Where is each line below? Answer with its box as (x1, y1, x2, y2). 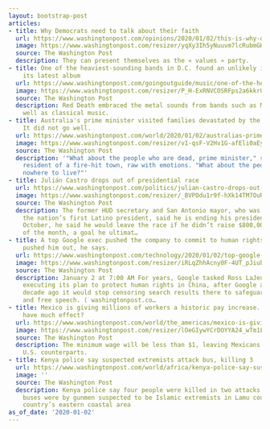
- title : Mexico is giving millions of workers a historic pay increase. (8, 303, 261, 311)
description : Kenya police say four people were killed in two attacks (15, 386, 261, 394)
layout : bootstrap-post (8, 11, 88, 20)
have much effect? (22, 311, 84, 319)
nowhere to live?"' (22, 169, 88, 177)
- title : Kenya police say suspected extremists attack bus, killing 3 (8, 356, 253, 365)
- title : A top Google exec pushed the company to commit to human (8, 237, 239, 245)
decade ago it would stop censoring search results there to (22, 289, 231, 297)
